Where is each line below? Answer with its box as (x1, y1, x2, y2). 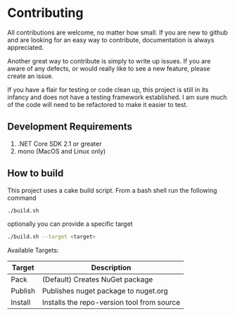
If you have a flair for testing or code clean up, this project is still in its (7, 85, 209, 94)
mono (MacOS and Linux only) (17, 146, 106, 156)
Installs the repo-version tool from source (42, 298, 181, 308)
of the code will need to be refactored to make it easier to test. (7, 100, 189, 108)
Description (91, 263, 132, 272)
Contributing (7, 5, 84, 21)
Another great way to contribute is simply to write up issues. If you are (7, 56, 211, 65)
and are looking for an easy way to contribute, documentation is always (7, 35, 215, 44)
